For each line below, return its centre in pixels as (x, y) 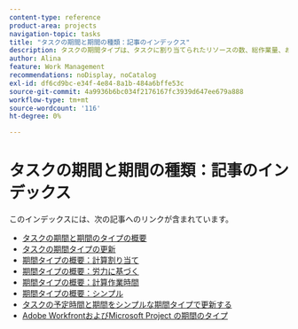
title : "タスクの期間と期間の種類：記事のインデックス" (100, 42)
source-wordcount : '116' (55, 108)
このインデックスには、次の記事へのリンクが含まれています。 (121, 219)
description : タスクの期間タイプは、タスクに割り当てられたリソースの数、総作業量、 (147, 51)
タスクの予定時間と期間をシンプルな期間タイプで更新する (127, 305)
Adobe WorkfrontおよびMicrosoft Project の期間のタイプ (125, 316)
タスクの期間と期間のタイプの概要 (84, 238)
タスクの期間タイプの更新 (69, 249)
